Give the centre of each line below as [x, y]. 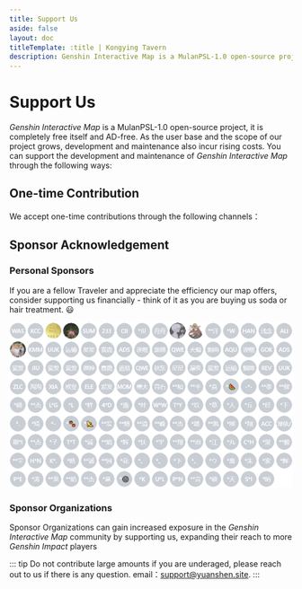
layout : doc [31, 38]
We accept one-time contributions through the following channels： [135, 216]
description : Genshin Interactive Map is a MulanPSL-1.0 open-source [142, 57]
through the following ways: [61, 165]
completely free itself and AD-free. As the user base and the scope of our [146, 137]
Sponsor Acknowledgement [89, 246]
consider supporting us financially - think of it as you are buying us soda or [148, 300]
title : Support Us [44, 19]
